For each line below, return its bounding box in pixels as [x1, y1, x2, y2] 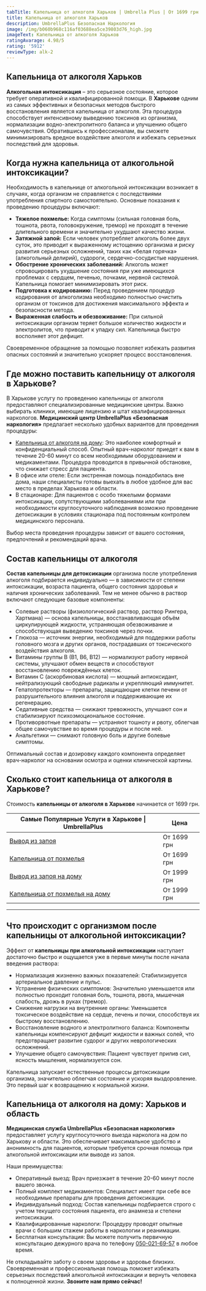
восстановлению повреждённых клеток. [15, 666, 122, 674]
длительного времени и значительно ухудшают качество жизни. [15, 228, 186, 236]
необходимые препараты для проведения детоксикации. [15, 1194, 166, 1201]
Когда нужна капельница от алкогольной [6, 158, 175, 168]
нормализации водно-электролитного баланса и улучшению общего [6, 120, 188, 128]
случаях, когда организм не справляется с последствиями [6, 190, 161, 198]
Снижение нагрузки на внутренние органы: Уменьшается [15, 1004, 167, 1011]
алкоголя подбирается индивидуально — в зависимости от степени [6, 576, 185, 584]
